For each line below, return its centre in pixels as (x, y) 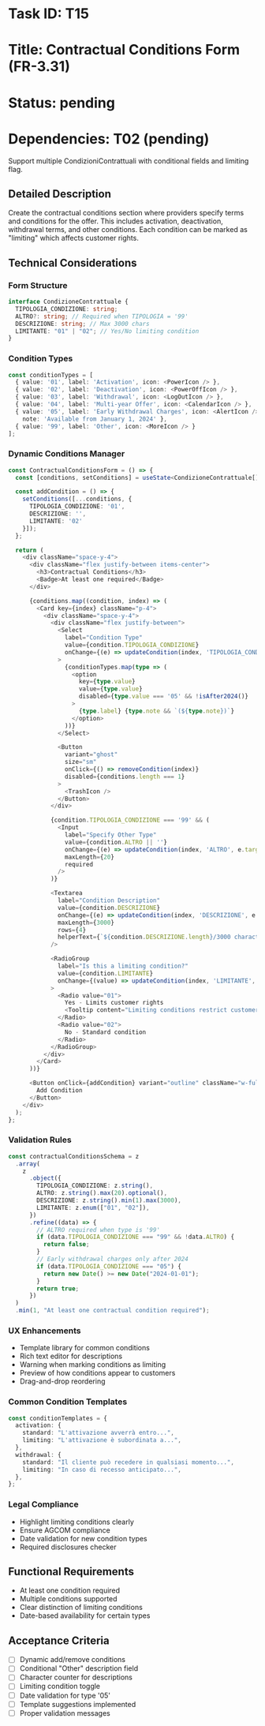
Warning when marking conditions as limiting (93, 1365)
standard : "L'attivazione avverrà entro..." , (99, 1433)
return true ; (58, 1288)
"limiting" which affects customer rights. (74, 238)
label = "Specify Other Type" (110, 835)
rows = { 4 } (72, 930)
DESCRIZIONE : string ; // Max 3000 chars (82, 324)
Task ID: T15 (49, 14)
